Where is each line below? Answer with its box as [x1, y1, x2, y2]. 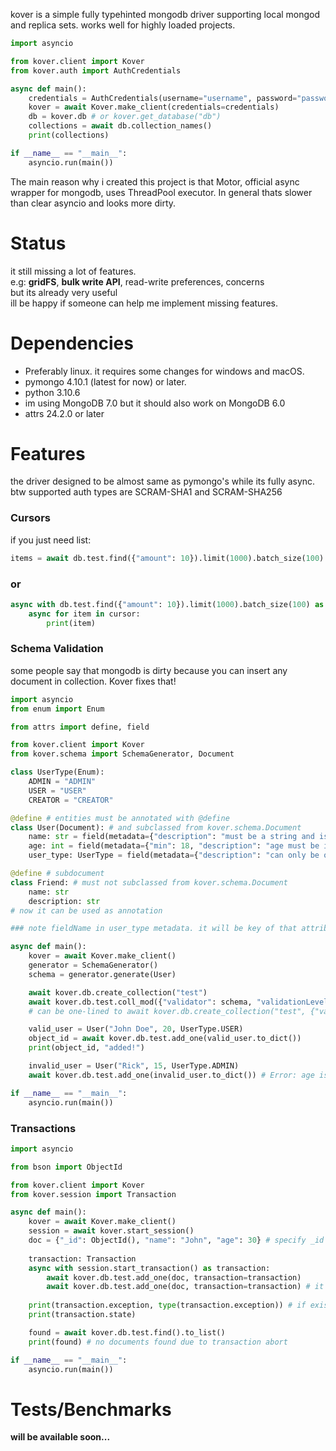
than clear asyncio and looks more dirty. [10, 197, 177, 209]
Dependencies [10, 332, 134, 354]
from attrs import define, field [10, 722, 150, 732]
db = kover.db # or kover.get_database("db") [28, 112, 222, 122]
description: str [28, 896, 101, 906]
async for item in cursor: [28, 609, 141, 619]
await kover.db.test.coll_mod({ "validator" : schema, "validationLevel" [28, 997, 333, 1007]
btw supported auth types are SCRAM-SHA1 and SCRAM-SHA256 [10, 486, 283, 498]
